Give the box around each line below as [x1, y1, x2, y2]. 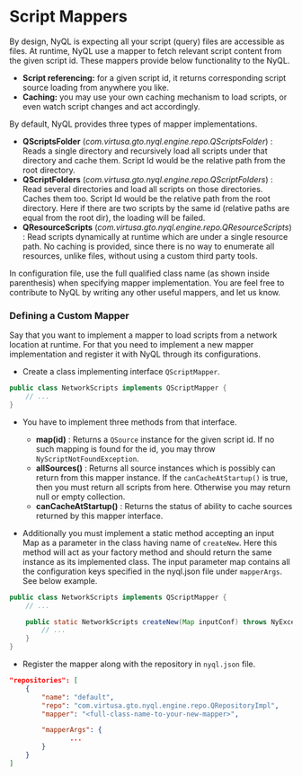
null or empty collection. [35, 491, 126, 502]
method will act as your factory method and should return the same [22, 546, 272, 558]
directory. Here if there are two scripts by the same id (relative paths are [22, 202, 290, 213]
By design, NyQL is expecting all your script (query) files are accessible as [9, 36, 285, 47]
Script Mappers [9, 6, 128, 27]
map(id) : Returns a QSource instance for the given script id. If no [35, 434, 275, 445]
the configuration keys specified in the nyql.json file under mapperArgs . [22, 566, 283, 577]
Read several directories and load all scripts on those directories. [22, 183, 263, 194]
